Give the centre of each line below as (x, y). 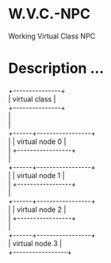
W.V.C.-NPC (50, 14)
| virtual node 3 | (35, 243)
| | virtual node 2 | (37, 209)
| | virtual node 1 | (36, 175)
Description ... (56, 68)
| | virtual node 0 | (37, 141)
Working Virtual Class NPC (52, 36)
